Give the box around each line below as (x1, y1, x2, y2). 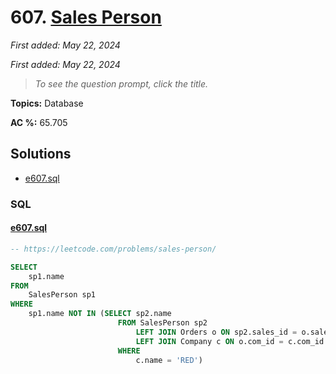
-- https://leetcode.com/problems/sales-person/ (10, 244, 217, 254)
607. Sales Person (10, 6, 162, 29)
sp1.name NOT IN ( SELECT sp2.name (28, 309, 172, 319)
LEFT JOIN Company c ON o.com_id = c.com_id (135, 336, 325, 346)
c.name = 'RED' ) (135, 355, 203, 365)
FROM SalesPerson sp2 (117, 318, 208, 328)
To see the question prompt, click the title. (34, 77, 209, 90)
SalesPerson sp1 (28, 290, 97, 300)
